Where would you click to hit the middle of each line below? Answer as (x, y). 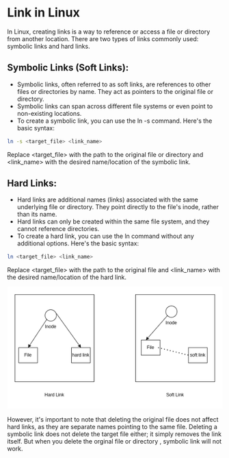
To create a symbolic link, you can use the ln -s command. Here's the (114, 121)
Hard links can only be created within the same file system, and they (113, 221)
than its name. (37, 215)
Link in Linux (43, 13)
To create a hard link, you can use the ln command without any (105, 236)
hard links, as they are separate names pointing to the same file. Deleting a (112, 426)
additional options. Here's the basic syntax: (78, 243)
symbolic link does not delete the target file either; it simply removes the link (114, 434)
